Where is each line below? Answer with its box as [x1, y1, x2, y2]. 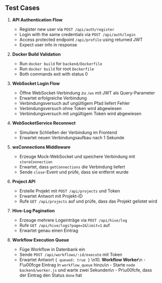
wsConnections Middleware [12, 144, 71, 150]
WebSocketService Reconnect [12, 120, 76, 126]
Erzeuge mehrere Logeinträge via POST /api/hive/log [19, 217, 128, 223]
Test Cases [5, 4, 40, 12]
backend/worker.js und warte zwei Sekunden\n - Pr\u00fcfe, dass [19, 267, 152, 273]
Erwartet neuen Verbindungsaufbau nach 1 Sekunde [19, 134, 124, 140]
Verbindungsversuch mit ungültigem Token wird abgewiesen [19, 111, 142, 116]
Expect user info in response [19, 41, 77, 48]
